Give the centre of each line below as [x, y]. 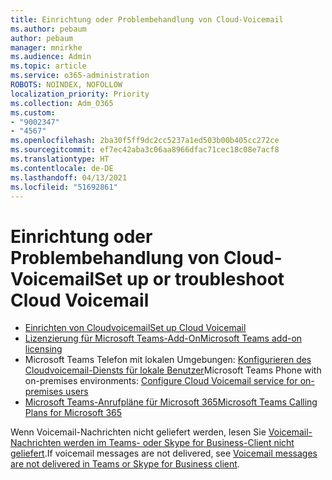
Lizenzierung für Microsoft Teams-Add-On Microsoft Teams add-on [163, 338]
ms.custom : [33, 112]
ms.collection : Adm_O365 [62, 103]
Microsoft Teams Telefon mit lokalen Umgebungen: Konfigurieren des [168, 360]
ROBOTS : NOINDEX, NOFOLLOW [66, 85]
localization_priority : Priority [80, 94]
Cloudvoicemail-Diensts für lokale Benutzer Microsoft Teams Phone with [173, 370]
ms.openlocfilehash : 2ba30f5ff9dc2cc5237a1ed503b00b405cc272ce [145, 141]
